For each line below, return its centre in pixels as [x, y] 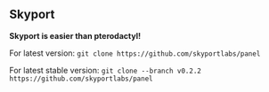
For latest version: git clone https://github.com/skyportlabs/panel [135, 53]
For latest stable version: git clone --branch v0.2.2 [106, 70]
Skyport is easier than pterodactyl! [75, 35]
